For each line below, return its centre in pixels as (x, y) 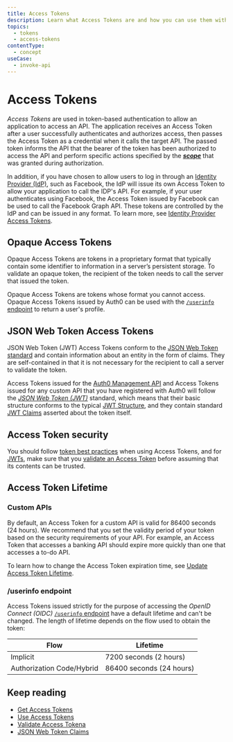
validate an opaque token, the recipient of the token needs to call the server (115, 274)
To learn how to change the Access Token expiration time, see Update (107, 565)
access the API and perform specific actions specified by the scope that (111, 155)
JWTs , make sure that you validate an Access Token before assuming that (113, 459)
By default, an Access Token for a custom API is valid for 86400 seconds (112, 523)
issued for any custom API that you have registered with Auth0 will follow (112, 391)
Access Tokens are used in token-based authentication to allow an (102, 119)
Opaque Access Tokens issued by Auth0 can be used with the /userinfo (111, 302)
